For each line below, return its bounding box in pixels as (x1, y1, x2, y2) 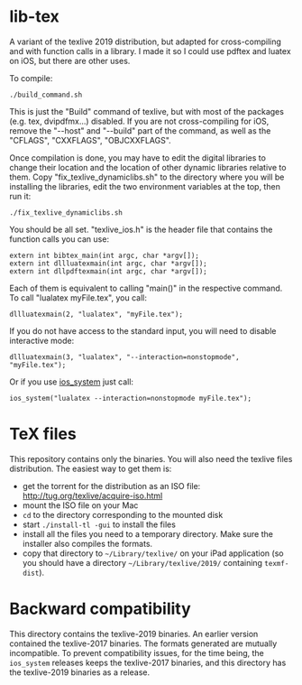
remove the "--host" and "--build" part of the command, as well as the (9, 125, 271, 136)
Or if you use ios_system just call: (9, 376, 133, 387)
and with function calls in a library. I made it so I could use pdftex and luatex (9, 45, 291, 56)
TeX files (9, 424, 77, 444)
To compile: (9, 72, 53, 83)
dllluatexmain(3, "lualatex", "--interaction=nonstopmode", (9, 352, 241, 362)
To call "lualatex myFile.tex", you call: (9, 292, 147, 303)
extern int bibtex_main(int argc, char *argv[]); (9, 251, 200, 260)
